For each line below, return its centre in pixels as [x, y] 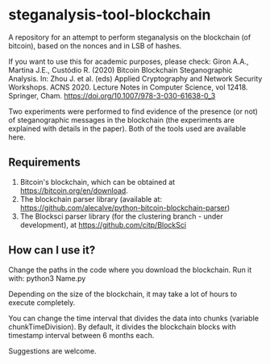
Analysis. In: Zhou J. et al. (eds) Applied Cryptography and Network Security [135, 78]
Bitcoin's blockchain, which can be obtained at [98, 182]
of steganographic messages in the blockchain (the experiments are [122, 119]
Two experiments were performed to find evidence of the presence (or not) [133, 111]
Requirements [44, 163]
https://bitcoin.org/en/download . [74, 190]
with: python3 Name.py [47, 278]
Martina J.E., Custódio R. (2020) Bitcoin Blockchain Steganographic [120, 69]
